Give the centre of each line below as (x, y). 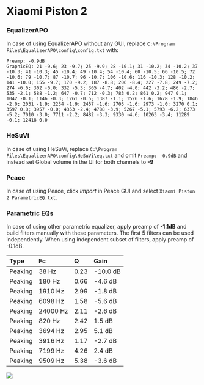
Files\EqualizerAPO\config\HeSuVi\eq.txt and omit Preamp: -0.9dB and (97, 155)
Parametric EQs (30, 213)
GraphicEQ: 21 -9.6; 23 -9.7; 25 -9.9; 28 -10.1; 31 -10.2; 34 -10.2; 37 (102, 67)
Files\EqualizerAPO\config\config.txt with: (63, 50)
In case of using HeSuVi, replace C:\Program (62, 148)
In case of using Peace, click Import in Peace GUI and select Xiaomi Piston (101, 191)
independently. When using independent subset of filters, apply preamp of (100, 240)
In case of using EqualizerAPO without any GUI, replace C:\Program (91, 43)
